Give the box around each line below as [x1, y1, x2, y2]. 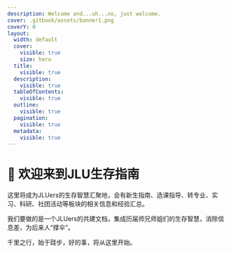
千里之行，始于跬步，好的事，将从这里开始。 [7, 238, 136, 247]
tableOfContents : [13, 88, 64, 95]
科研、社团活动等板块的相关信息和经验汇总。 [19, 200, 148, 208]
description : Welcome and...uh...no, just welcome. [7, 10, 161, 18]
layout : [7, 29, 30, 37]
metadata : [13, 128, 42, 135]
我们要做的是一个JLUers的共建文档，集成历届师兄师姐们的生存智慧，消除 [7, 214, 218, 223]
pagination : [13, 114, 49, 121]
